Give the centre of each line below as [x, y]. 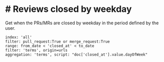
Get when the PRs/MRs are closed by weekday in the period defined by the [82, 23]
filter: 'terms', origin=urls [37, 50]
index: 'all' [19, 37]
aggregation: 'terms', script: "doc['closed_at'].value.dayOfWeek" [77, 55]
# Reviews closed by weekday [68, 9]
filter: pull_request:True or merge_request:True [58, 41]
